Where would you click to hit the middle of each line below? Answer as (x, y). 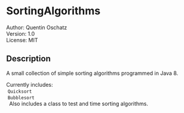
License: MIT (22, 40)
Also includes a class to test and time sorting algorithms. (78, 103)
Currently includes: (30, 84)
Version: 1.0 (21, 33)
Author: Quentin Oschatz (37, 27)
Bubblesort (21, 98)
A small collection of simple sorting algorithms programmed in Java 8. (92, 73)
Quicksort (20, 91)
